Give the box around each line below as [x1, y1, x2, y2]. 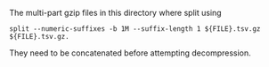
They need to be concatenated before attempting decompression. [9, 48, 251, 58]
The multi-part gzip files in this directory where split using [9, 8, 222, 18]
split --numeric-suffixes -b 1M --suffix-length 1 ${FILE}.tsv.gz [9, 25, 261, 33]
